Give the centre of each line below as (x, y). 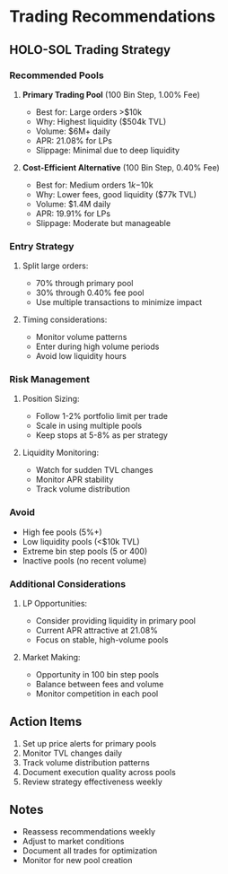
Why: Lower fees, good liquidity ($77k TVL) (116, 194)
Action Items (46, 722)
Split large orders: (55, 266)
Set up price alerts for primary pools (89, 743)
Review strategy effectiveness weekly (92, 782)
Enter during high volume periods (97, 346)
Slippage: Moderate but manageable (103, 223)
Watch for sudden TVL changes (94, 470)
